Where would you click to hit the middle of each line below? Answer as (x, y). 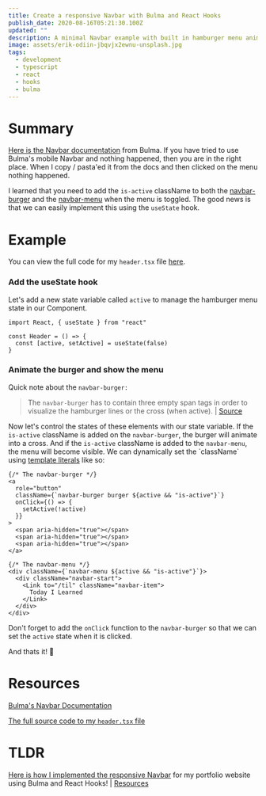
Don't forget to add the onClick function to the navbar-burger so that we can (133, 627)
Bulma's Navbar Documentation (60, 705)
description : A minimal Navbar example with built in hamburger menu (125, 38)
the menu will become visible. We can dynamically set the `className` (124, 451)
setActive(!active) (55, 509)
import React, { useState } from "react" (78, 322)
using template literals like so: (57, 459)
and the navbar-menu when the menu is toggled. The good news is (141, 200)
